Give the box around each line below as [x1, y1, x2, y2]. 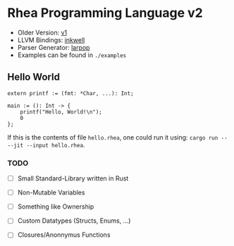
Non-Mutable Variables [17, 188, 85, 197]
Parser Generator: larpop [17, 43, 90, 51]
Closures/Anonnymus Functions [17, 230, 111, 239]
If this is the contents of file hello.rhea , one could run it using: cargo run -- [7, 133, 228, 142]
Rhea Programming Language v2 [7, 5, 203, 21]
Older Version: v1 [17, 28, 68, 37]
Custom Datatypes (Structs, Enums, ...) [17, 216, 131, 225]
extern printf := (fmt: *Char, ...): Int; [7, 90, 134, 97]
